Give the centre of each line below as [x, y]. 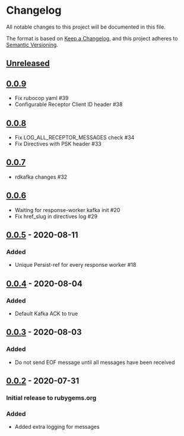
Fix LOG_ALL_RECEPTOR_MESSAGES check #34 [74, 137]
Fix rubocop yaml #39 [42, 98]
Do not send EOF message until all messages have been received [95, 362]
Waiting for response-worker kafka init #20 [67, 210]
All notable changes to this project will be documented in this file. [86, 27]
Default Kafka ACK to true [46, 313]
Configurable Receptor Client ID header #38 [69, 104]
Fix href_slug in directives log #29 [56, 216]
